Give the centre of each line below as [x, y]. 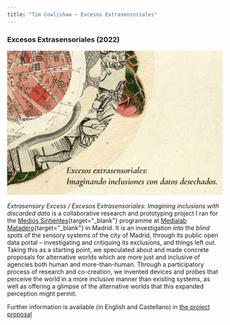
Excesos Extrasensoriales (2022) [63, 39]
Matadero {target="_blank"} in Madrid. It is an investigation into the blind [108, 227]
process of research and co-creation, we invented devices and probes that [113, 271]
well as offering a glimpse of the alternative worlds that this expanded [105, 286]
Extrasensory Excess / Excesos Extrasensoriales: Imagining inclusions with [113, 205]
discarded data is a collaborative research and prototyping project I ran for [113, 213]
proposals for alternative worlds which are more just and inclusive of [104, 257]
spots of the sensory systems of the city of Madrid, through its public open [113, 235]
